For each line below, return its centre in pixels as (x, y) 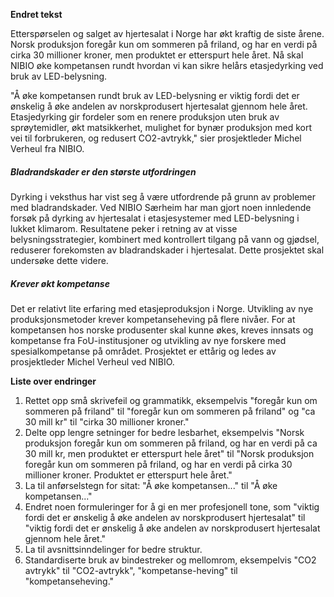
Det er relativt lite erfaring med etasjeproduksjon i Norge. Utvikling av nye (162, 308)
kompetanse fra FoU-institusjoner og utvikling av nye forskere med (148, 340)
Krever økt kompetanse (60, 283)
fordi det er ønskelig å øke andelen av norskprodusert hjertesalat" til (165, 517)
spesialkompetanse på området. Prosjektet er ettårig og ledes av (143, 351)
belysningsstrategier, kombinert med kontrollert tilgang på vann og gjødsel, (165, 239)
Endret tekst (36, 14)
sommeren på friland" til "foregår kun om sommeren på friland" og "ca (170, 411)
